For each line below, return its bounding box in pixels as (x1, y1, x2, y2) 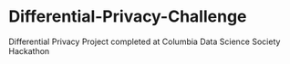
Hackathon (8, 45, 50, 56)
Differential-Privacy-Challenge (8, 6, 247, 27)
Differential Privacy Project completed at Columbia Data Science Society (8, 36, 281, 47)
